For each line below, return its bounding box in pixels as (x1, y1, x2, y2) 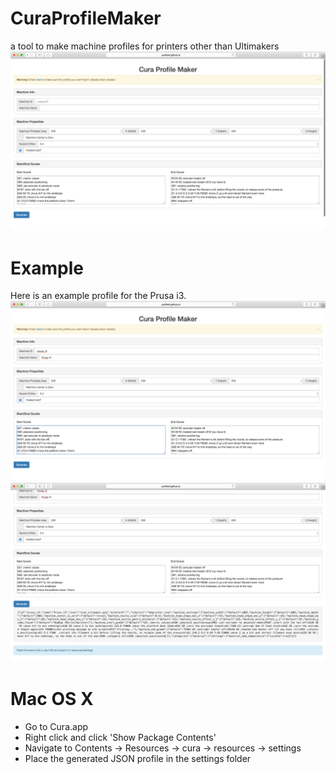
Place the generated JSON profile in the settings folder (24, 753, 252, 765)
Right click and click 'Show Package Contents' (24, 732, 217, 744)
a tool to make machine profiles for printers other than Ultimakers (10, 40, 280, 52)
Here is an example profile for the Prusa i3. (10, 290, 187, 302)
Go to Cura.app (24, 721, 89, 733)
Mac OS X (10, 688, 94, 711)
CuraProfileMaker (10, 7, 162, 30)
